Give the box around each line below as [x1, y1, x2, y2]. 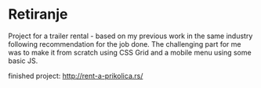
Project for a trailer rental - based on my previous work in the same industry [8, 31, 253, 40]
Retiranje [8, 5, 68, 23]
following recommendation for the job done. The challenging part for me [8, 39, 241, 48]
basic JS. [8, 56, 38, 65]
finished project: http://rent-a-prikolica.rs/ [8, 71, 143, 80]
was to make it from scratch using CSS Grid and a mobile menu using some [8, 48, 252, 57]
